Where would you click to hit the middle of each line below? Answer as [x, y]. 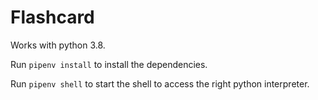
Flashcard [52, 17]
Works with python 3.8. [58, 45]
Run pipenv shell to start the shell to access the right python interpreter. [160, 83]
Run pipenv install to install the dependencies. [109, 64]
